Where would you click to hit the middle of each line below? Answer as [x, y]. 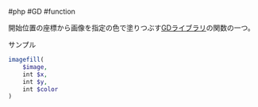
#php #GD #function [42, 11]
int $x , [35, 75]
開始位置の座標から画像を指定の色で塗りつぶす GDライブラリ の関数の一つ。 [132, 28]
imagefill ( [26, 59]
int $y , [35, 82]
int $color [40, 89]
